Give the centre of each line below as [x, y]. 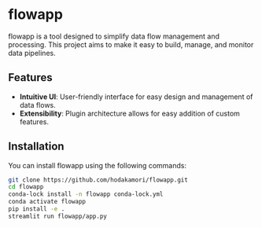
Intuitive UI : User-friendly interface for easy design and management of [136, 97]
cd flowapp [26, 187]
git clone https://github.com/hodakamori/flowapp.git [98, 180]
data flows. [38, 105]
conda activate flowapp [47, 202]
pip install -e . [37, 209]
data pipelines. [32, 53]
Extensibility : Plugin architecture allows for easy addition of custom [129, 113]
